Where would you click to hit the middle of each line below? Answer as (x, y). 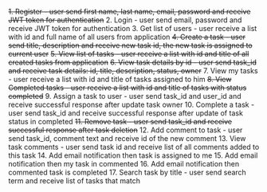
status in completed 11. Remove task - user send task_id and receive (120, 121)
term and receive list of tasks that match (75, 181)
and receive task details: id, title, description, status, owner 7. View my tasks (133, 71)
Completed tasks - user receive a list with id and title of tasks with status (128, 88)
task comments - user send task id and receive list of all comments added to (134, 147)
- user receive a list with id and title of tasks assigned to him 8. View (120, 79)
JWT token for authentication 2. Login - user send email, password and (125, 20)
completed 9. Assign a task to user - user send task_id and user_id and (125, 96)
